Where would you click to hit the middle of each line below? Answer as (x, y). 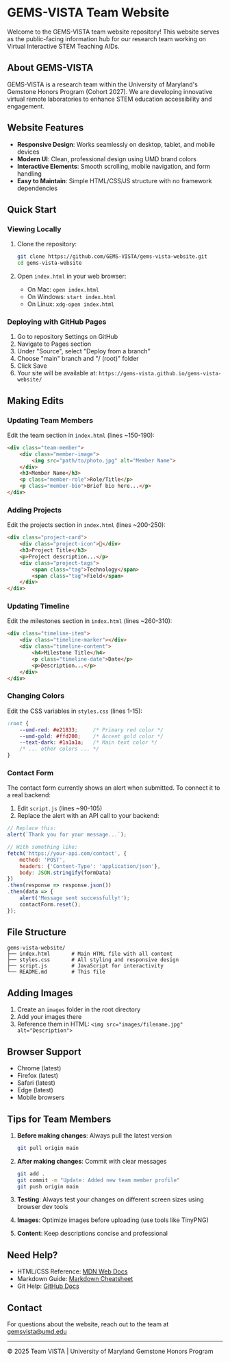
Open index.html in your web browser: (72, 276)
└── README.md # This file (56, 972)
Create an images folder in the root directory (79, 1009)
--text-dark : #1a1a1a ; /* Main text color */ (88, 742)
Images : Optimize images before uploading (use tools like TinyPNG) (113, 1220)
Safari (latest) (36, 1083)
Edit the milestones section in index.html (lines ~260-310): (90, 621)
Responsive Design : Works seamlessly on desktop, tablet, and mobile (116, 144)
